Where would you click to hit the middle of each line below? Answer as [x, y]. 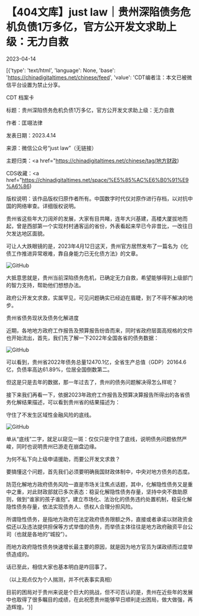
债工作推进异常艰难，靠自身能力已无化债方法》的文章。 [73, 253]
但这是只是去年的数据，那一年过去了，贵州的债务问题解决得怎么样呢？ [92, 382]
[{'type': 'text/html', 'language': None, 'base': [61, 70]
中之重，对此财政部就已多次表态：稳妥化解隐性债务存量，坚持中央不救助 [94, 492]
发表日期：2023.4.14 [31, 135]
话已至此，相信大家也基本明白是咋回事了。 [58, 567]
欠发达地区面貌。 [27, 233]
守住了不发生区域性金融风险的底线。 [50, 414]
